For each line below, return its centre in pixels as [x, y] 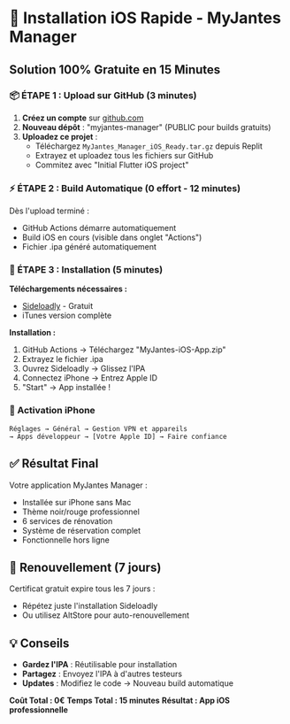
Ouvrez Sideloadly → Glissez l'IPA [84, 369]
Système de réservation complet [81, 530]
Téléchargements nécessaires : [69, 289]
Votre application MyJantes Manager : [78, 485]
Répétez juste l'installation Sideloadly [90, 606]
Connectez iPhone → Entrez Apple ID [89, 378]
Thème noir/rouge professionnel [80, 512]
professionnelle [39, 710]
